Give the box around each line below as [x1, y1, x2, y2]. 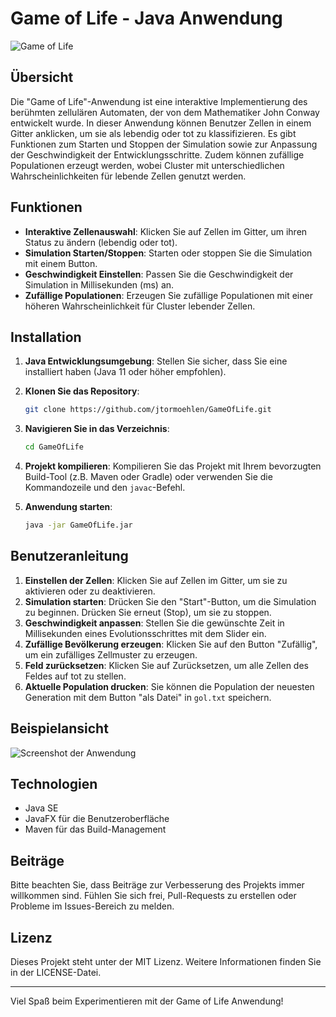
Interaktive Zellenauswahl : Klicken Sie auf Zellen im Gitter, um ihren [24, 225, 308, 237]
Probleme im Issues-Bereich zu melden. [10, 900, 175, 912]
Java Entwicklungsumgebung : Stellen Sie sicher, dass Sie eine [24, 355, 288, 367]
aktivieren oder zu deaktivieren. [24, 585, 156, 597]
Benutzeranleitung [10, 548, 129, 565]
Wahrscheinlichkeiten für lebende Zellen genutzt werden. [10, 170, 247, 182]
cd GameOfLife [24, 442, 84, 452]
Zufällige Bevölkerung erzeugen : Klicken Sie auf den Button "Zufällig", [24, 638, 318, 650]
